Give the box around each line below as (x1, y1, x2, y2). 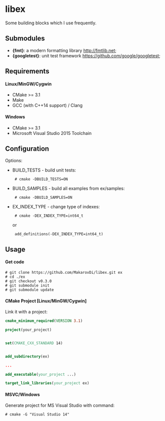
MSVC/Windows (5, 391, 40, 397)
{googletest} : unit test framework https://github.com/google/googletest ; (12, 53, 161, 59)
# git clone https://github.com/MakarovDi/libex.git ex (5, 270, 123, 275)
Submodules (5, 34, 45, 43)
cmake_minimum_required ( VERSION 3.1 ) (5, 318, 83, 323)
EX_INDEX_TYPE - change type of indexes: (12, 204, 100, 210)
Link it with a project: (5, 309, 48, 315)
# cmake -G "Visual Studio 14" (5, 412, 70, 417)
